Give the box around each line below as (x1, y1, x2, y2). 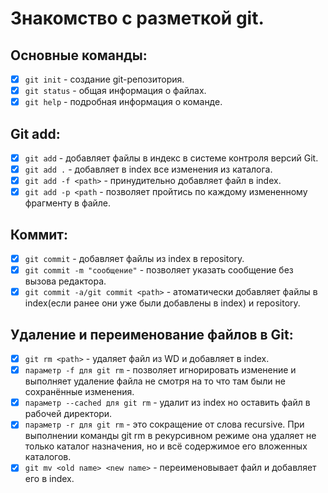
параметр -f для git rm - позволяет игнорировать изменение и (24, 364, 297, 376)
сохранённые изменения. (24, 386, 135, 398)
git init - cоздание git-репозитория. (24, 73, 185, 85)
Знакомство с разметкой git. (10, 7, 265, 30)
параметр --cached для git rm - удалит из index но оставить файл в (24, 397, 311, 409)
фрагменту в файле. (24, 197, 112, 209)
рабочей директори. (24, 408, 113, 420)
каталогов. (24, 451, 72, 463)
